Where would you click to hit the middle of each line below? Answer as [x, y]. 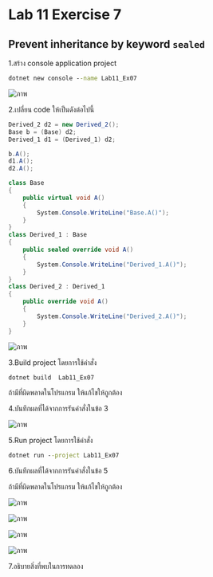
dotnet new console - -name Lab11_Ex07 [73, 78]
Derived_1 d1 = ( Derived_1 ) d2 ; [62, 139]
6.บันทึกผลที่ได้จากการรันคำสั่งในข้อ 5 [58, 471]
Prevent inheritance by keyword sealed [106, 44]
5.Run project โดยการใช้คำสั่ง [51, 441]
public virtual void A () [64, 198]
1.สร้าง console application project [63, 63]
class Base [26, 183]
